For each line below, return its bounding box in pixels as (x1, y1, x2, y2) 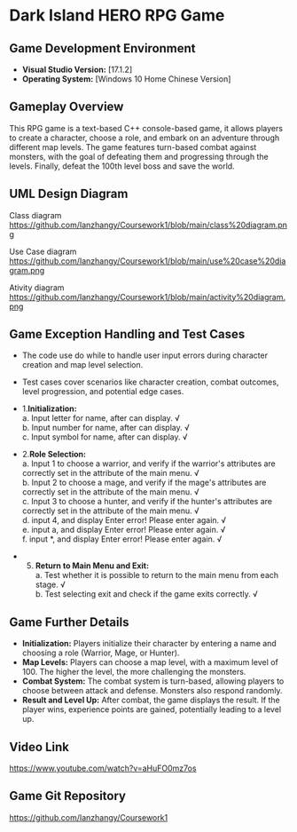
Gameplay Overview (9, 99, 124, 115)
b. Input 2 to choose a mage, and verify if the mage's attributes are (21, 477, 267, 488)
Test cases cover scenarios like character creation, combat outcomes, (21, 376, 279, 387)
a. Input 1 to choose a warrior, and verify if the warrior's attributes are (21, 458, 277, 469)
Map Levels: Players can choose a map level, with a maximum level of (21, 657, 279, 668)
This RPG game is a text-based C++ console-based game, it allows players (9, 123, 284, 133)
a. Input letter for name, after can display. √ (21, 413, 180, 424)
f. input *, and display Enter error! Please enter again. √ (21, 534, 223, 544)
